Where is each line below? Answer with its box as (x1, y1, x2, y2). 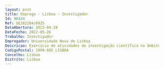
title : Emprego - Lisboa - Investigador (5, 12, 89, 17)
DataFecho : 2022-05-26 (5, 30, 51, 34)
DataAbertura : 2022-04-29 (5, 25, 58, 30)
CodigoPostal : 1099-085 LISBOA (5, 48, 69, 52)
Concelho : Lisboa (5, 52, 41, 57)
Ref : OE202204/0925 (5, 20, 45, 26)
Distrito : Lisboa (5, 57, 41, 62)
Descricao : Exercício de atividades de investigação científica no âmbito (5, 43, 161, 48)
